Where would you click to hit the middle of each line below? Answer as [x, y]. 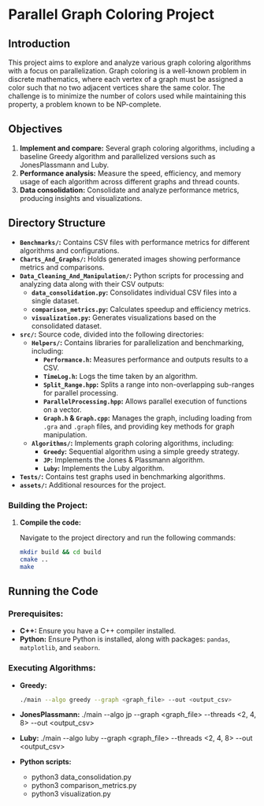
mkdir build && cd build [60, 552]
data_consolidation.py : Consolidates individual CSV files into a [134, 292]
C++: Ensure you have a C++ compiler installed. [98, 631]
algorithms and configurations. [69, 251]
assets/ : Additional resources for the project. [93, 485]
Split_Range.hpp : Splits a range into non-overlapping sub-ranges [149, 384]
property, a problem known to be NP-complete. [85, 104]
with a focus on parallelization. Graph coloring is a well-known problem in [127, 71]
